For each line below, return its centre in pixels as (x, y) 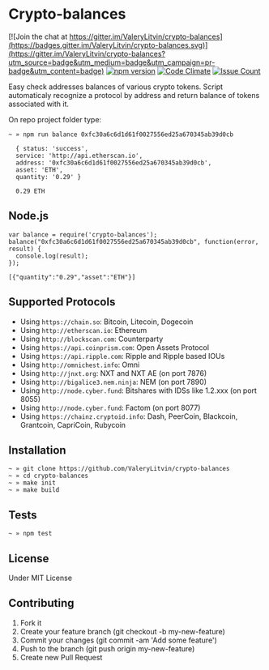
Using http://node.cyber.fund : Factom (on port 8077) (110, 408)
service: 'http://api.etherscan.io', (79, 156)
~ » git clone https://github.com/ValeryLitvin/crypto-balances (119, 469)
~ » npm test (30, 534)
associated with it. (39, 104)
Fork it (31, 623)
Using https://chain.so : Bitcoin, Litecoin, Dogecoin (107, 322)
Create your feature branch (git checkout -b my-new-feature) (122, 631)
